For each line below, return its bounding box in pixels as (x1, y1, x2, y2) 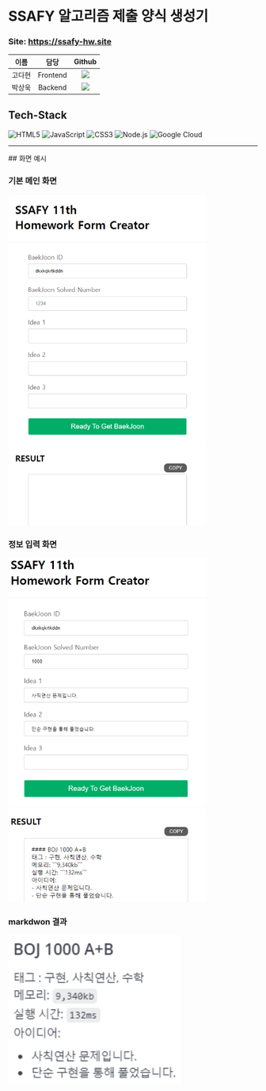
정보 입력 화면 (8, 539, 58, 550)
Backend (38, 83, 67, 92)
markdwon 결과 (8, 916, 67, 928)
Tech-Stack (8, 109, 67, 122)
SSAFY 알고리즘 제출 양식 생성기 (8, 7, 208, 25)
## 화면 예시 (8, 153, 47, 163)
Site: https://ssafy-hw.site (8, 36, 112, 48)
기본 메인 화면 (8, 175, 58, 186)
